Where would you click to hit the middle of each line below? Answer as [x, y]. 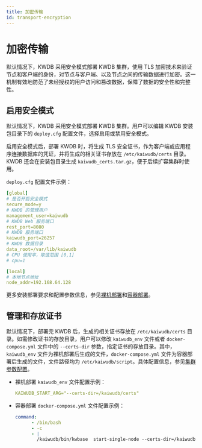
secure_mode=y [24, 204]
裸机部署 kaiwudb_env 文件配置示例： [60, 382]
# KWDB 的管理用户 [27, 210]
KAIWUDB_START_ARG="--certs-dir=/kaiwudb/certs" [77, 393]
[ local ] [16, 271]
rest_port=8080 [25, 227]
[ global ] [17, 194]
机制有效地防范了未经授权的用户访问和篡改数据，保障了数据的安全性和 [93, 82]
